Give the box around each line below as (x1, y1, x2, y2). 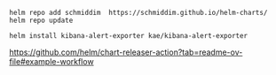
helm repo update (9, 16, 74, 25)
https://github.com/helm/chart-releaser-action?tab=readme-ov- (9, 47, 243, 57)
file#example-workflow (9, 56, 95, 66)
